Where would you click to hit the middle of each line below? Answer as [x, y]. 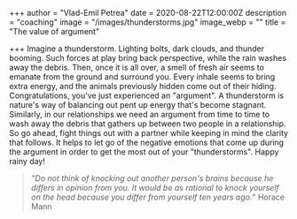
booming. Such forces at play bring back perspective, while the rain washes [148, 58]
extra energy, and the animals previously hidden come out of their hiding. [143, 86]
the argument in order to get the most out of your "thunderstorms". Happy [144, 152]
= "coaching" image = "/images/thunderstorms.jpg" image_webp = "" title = [148, 22]
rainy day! [27, 161]
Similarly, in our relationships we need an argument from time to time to [140, 114]
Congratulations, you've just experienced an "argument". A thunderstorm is [147, 95]
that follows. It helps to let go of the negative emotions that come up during [147, 142]
